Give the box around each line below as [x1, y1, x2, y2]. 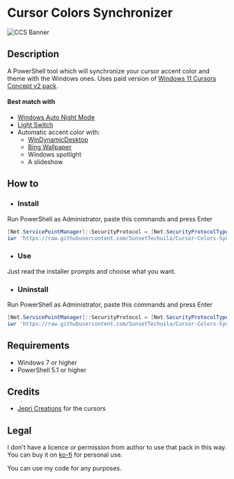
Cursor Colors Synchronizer [7, 5, 173, 21]
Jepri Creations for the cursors [17, 404, 106, 413]
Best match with [7, 98, 56, 106]
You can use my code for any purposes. [7, 464, 122, 473]
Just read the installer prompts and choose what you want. [7, 267, 176, 275]
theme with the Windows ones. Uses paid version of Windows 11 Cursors [7, 74, 217, 82]
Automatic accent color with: [17, 128, 100, 136]
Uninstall [17, 284, 49, 294]
